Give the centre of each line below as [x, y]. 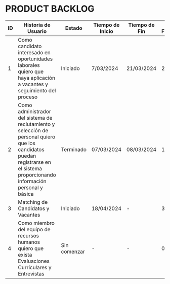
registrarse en [35, 162]
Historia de [37, 25]
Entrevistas [31, 273]
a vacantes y [33, 84]
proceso [28, 97]
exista [25, 255]
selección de [33, 130]
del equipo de [34, 229]
